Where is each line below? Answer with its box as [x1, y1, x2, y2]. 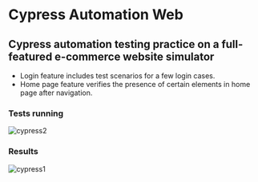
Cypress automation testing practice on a [8, 38, 220, 51]
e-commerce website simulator [54, 49, 215, 63]
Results [8, 146, 38, 157]
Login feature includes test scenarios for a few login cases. [19, 71, 216, 81]
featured [8, 49, 53, 63]
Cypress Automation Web [8, 6, 184, 24]
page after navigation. [19, 88, 93, 97]
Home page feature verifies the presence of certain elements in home [19, 80, 251, 89]
